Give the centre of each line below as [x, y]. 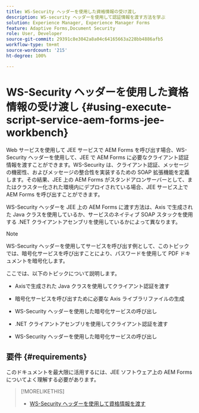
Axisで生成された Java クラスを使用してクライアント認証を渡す [92, 286]
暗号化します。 [50, 260]
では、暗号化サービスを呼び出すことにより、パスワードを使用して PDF [92, 253]
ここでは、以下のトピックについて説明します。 [63, 273]
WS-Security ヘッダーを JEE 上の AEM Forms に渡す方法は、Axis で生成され [99, 207]
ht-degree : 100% [26, 56]
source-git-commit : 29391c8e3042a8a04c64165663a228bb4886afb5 [85, 39]
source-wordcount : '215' [37, 50]
